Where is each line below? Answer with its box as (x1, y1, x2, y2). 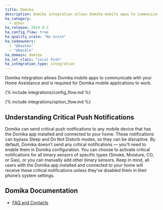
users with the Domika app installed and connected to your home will (5, 162, 143, 168)
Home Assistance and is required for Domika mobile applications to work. (5, 80, 152, 86)
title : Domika (5, 7, 34, 12)
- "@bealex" (9, 43, 34, 48)
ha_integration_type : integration (5, 61, 75, 66)
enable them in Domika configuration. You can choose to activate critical (5, 147, 150, 153)
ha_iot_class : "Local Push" (5, 57, 62, 62)
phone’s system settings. (5, 172, 55, 178)
